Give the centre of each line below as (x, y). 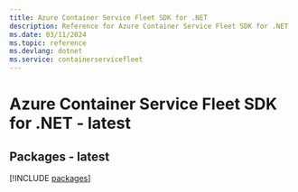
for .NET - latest (70, 123)
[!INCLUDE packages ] (50, 178)
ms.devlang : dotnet (46, 51)
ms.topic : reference (48, 43)
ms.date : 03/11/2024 (48, 34)
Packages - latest (60, 156)
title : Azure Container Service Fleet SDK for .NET (108, 18)
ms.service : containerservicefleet (76, 59)
